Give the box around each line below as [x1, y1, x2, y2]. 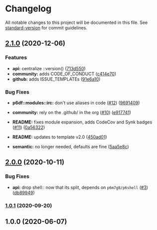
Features [5, 54, 27, 61]
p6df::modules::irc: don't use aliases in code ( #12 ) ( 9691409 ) [12, 100, 140, 106]
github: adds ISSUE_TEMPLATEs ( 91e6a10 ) [12, 76, 101, 82]
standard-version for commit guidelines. [5, 24, 87, 30]
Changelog [5, 3, 52, 14]
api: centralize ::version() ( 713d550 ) [12, 65, 86, 71]
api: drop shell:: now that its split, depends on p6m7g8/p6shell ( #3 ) [12, 184, 148, 190]
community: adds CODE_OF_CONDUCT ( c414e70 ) [12, 71, 117, 77]
